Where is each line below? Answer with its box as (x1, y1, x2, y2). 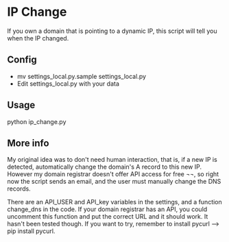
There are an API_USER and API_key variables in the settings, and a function (7, 198, 223, 206)
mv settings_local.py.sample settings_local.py (16, 72, 146, 80)
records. (7, 184, 31, 193)
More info (7, 137, 49, 149)
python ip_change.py (7, 117, 67, 125)
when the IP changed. (7, 34, 69, 42)
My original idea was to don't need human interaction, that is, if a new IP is (7, 156, 217, 164)
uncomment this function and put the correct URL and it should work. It (7, 213, 208, 221)
